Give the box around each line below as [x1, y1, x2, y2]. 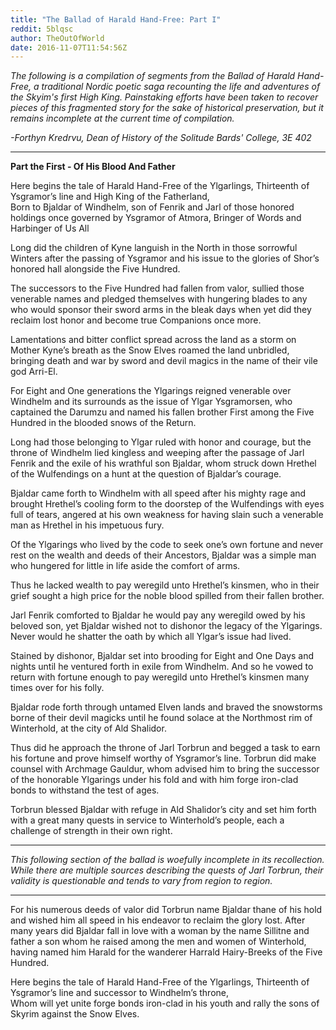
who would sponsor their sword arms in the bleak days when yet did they [10, 304, 312, 316]
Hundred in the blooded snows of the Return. [10, 417, 197, 429]
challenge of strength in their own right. [10, 825, 173, 837]
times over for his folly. [10, 682, 105, 694]
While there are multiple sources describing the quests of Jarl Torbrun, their [10, 864, 324, 876]
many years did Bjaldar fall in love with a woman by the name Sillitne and [10, 925, 310, 937]
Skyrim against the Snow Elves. [10, 1008, 140, 1020]
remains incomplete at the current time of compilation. [10, 112, 235, 125]
